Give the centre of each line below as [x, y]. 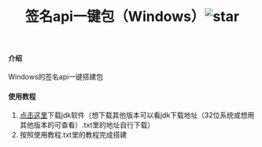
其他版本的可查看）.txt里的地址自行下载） [87, 125]
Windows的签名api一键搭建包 [56, 77]
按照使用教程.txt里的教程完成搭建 [73, 135]
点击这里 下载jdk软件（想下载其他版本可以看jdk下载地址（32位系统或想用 [137, 116]
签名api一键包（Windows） [115, 17]
